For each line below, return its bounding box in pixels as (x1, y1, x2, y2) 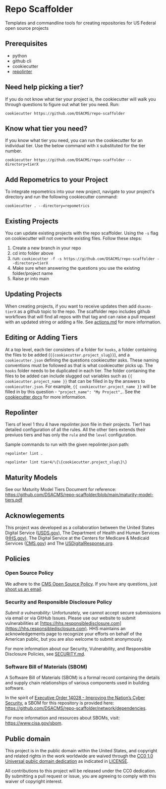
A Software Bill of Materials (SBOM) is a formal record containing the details (5, 674, 160, 680)
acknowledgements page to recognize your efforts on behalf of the (5, 631, 142, 637)
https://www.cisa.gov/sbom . (5, 720, 63, 726)
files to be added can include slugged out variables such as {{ (5, 373, 133, 379)
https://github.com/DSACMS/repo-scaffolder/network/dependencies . (5, 705, 147, 711)
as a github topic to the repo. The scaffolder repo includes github (17, 308, 151, 314)
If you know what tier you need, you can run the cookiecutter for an (5, 137, 143, 143)
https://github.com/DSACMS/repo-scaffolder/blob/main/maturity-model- (5, 492, 154, 498)
